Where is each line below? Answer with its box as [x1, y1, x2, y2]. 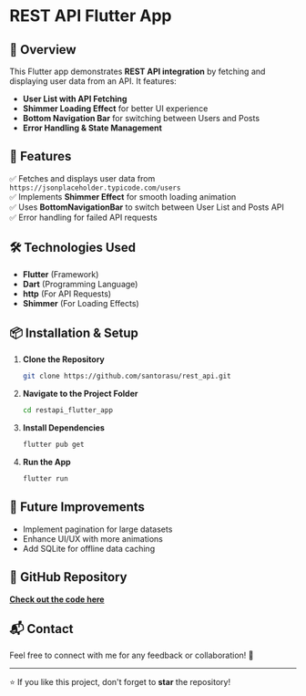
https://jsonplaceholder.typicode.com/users [9, 183, 181, 192]
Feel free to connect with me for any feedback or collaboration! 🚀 [9, 649, 254, 661]
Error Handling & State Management [22, 122, 162, 133]
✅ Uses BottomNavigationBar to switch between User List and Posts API [9, 202, 284, 213]
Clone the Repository [22, 354, 105, 365]
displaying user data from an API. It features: [9, 76, 178, 87]
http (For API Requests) [22, 288, 112, 299]
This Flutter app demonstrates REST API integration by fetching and [9, 66, 266, 77]
